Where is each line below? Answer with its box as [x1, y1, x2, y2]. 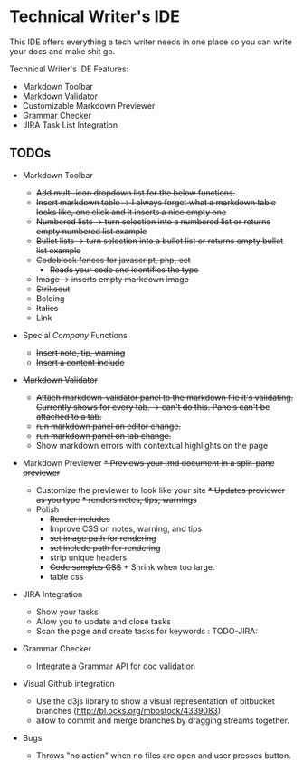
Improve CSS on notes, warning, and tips [49, 523, 203, 534]
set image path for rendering [49, 532, 156, 544]
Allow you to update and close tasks [35, 615, 172, 626]
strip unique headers [49, 552, 128, 563]
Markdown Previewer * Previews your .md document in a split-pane [22, 457, 275, 468]
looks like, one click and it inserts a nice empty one [35, 206, 227, 217]
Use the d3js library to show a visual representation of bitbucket [35, 695, 275, 707]
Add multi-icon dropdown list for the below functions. [35, 187, 236, 198]
